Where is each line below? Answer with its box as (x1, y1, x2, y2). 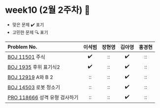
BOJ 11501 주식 (7, 54, 45, 60)
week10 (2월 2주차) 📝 (5, 4, 90, 16)
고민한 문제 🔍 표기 (12, 29, 48, 35)
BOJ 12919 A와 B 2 (7, 74, 53, 81)
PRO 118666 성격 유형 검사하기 (7, 94, 79, 101)
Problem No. (7, 43, 37, 50)
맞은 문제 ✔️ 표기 (12, 22, 44, 27)
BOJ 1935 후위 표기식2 (7, 64, 61, 71)
